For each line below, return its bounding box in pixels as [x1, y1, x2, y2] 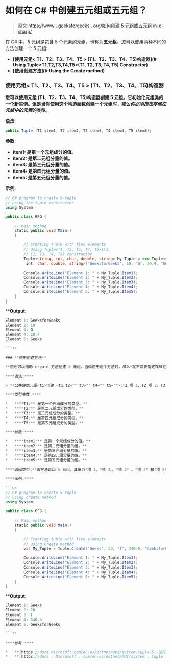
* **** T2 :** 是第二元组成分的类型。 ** [5, 406, 84, 411]
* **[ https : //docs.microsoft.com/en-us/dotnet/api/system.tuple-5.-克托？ [5, 649, 170, 655]
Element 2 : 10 [5, 323, 36, 328]
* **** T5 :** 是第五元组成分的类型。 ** [5, 420, 84, 425]
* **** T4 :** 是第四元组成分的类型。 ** [5, 415, 84, 421]
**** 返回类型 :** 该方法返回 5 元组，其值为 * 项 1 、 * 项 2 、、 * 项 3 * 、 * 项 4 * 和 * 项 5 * [5, 466, 167, 472]
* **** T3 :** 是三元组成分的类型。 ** [5, 411, 80, 416]
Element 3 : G [5, 327, 33, 332]
